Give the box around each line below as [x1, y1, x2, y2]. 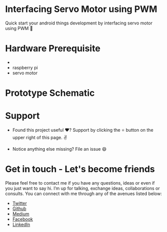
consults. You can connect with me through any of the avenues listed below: [5, 191, 162, 197]
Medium [12, 211, 30, 217]
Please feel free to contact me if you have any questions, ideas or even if [5, 180, 155, 186]
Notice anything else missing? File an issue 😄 [12, 146, 107, 152]
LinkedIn [12, 221, 30, 228]
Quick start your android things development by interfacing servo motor [5, 20, 153, 26]
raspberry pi [12, 64, 38, 70]
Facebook [12, 216, 33, 222]
